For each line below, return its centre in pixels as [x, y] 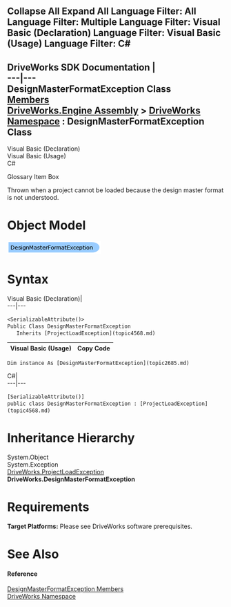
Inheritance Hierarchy [71, 438]
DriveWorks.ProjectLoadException [56, 472]
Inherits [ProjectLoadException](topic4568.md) [86, 334]
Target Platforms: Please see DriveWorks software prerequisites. [100, 526]
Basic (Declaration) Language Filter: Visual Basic [114, 33]
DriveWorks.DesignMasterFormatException [71, 479]
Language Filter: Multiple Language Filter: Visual [114, 22]
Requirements [48, 507]
